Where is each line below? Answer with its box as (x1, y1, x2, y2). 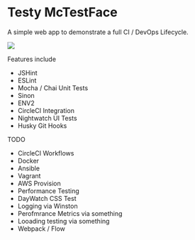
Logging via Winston (17, 202, 78, 210)
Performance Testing (17, 186, 79, 195)
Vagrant (17, 171, 41, 180)
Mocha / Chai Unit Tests (17, 83, 89, 92)
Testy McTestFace (7, 4, 118, 21)
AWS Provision (17, 179, 62, 187)
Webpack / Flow (17, 224, 66, 233)
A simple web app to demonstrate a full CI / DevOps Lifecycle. (7, 28, 189, 36)
